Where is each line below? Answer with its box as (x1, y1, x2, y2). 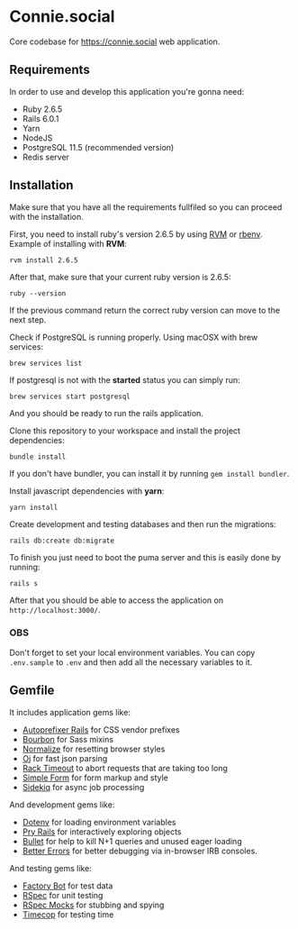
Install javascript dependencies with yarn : (9, 485, 165, 496)
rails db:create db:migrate (9, 536, 115, 545)
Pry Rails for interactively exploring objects (22, 826, 182, 837)
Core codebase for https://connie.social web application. (9, 36, 221, 47)
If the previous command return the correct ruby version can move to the (9, 305, 281, 315)
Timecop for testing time (22, 908, 114, 920)
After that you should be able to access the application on (9, 595, 223, 606)
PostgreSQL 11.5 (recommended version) (22, 141, 175, 152)
